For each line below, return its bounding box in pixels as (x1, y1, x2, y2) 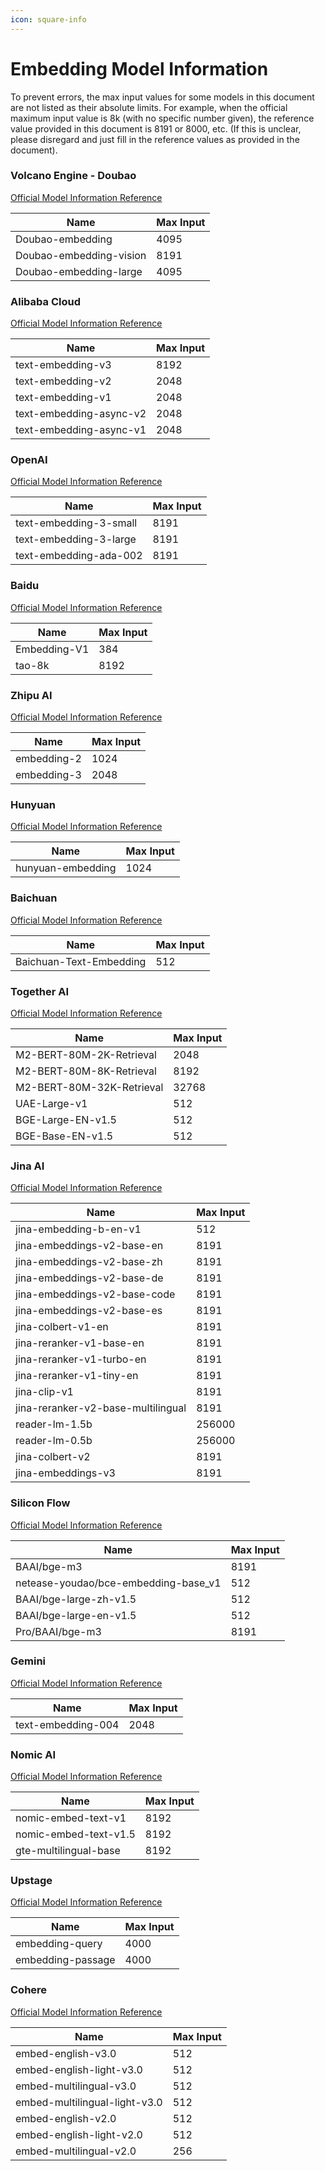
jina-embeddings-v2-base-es (15, 1304, 163, 1318)
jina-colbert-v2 (15, 1450, 91, 1464)
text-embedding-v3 (15, 358, 112, 372)
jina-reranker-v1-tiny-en (15, 1369, 139, 1383)
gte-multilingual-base (15, 1844, 121, 1858)
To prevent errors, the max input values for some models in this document (10, 91, 315, 103)
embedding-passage (15, 1953, 116, 1967)
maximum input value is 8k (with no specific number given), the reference (10, 112, 315, 124)
